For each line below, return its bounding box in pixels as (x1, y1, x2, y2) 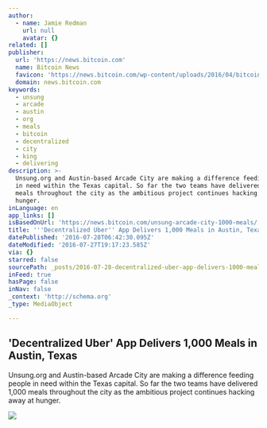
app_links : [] (8, 212, 56, 220)
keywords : (8, 85, 41, 94)
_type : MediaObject (8, 300, 73, 308)
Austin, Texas (8, 349, 78, 363)
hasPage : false (8, 278, 59, 286)
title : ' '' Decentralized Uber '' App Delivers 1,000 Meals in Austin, (8, 226, 244, 235)
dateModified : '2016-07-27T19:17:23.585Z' (8, 241, 151, 249)
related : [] (8, 41, 48, 49)
